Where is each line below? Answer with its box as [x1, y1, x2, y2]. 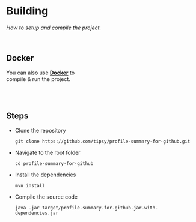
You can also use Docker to [6, 69, 75, 76]
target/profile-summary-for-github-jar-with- [41, 205, 158, 211]
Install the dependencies [14, 171, 76, 178]
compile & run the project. [6, 75, 70, 82]
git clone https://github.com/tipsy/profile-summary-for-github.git [14, 138, 191, 145]
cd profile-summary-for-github [14, 160, 94, 166]
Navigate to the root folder [14, 149, 81, 156]
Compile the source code [14, 193, 78, 200]
